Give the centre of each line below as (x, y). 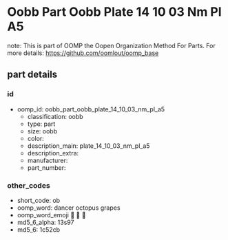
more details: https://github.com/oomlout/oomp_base (83, 53)
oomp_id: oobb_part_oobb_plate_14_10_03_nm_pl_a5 (91, 109)
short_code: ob (39, 200)
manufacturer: (48, 160)
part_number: (46, 167)
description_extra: (53, 153)
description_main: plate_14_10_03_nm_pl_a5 (89, 146)
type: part (41, 124)
